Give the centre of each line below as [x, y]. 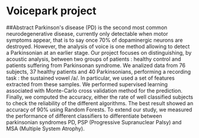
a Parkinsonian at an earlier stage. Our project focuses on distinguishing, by [99, 52]
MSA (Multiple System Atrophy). [45, 128]
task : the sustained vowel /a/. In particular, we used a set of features [91, 78]
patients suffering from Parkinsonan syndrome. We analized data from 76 [96, 65]
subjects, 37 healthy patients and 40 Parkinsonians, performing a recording [99, 71]
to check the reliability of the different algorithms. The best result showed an [100, 103]
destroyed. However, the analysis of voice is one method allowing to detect [98, 46]
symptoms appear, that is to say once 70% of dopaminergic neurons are [94, 40]
